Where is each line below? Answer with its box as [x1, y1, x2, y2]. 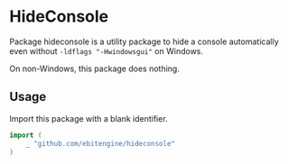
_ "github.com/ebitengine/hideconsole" [25, 139, 176, 148]
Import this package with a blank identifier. [9, 113, 169, 123]
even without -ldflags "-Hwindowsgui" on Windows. [9, 45, 204, 56]
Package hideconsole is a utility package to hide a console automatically [9, 36, 280, 47]
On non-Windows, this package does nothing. [9, 63, 181, 74]
